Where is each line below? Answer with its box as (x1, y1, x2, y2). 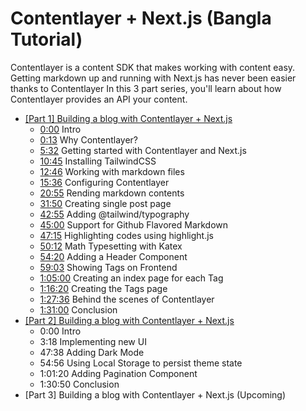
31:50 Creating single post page (39, 197, 172, 209)
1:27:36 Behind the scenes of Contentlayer (39, 293, 215, 305)
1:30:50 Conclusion (39, 378, 120, 390)
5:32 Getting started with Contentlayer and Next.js (39, 144, 247, 156)
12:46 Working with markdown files (39, 165, 185, 177)
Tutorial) (10, 28, 83, 51)
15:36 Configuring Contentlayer (39, 176, 170, 188)
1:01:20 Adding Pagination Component (39, 367, 198, 379)
